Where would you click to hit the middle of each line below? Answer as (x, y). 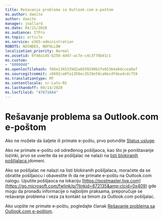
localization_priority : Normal (37, 51)
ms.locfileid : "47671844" (32, 92)
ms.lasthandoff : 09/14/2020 (34, 88)
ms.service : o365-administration (39, 42)
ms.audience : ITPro (25, 33)
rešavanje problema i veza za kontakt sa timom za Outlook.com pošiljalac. (80, 197)
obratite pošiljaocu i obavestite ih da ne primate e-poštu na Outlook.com (78, 176)
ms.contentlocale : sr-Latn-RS (36, 83)
